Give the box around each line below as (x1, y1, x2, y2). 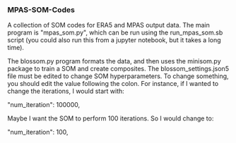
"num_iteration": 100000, (7, 101, 80, 109)
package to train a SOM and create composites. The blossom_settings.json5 (7, 65, 230, 73)
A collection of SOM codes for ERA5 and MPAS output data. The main (7, 21, 210, 30)
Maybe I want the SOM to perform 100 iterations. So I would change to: (7, 114, 214, 123)
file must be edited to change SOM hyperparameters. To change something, (7, 72, 229, 80)
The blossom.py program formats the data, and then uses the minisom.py (7, 57, 221, 66)
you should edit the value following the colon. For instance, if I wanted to (7, 80, 219, 88)
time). (7, 44, 25, 52)
